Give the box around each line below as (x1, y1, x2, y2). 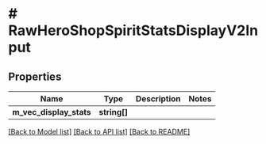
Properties (8, 70, 62, 83)
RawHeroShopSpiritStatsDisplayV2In (8, 21, 259, 40)
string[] (98, 107, 129, 117)
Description (135, 93, 181, 104)
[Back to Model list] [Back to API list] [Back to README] (8, 127, 191, 136)
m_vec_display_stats (12, 107, 91, 117)
